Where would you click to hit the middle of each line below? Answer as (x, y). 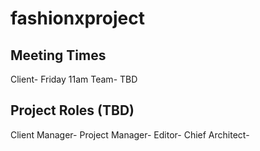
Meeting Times (58, 55)
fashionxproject (77, 18)
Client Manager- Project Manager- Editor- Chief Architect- (130, 134)
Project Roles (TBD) (72, 110)
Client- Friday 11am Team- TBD (74, 79)
